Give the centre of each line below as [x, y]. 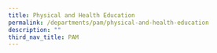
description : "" [35, 30]
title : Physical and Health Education [72, 15]
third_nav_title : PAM [44, 37]
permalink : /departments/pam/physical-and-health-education [109, 23]
